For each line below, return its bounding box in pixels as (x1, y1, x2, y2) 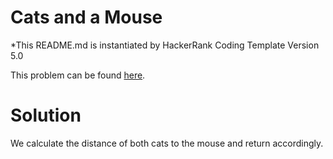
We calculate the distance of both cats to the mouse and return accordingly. (10, 137, 324, 149)
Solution (10, 104, 82, 127)
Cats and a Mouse (10, 6, 163, 29)
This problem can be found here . (10, 69, 146, 81)
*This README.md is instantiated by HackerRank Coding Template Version (10, 39, 320, 51)
